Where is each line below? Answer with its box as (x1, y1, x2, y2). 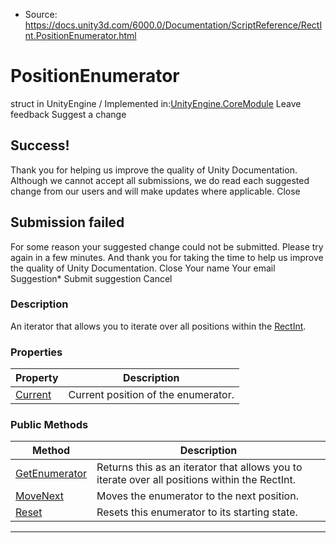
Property (15, 371, 59, 385)
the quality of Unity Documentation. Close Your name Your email (10, 262, 276, 274)
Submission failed (10, 214, 125, 231)
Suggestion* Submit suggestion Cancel (10, 272, 173, 284)
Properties (10, 345, 63, 359)
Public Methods (10, 418, 89, 432)
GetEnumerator (15, 467, 88, 481)
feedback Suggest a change (10, 108, 127, 120)
